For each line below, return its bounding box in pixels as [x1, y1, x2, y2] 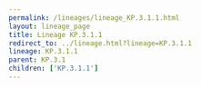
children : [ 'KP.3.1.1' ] [8, 64, 99, 73]
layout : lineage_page [8, 22, 91, 31]
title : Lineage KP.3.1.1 [8, 30, 103, 39]
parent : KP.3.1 [8, 55, 66, 64]
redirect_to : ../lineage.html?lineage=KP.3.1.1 [8, 38, 193, 48]
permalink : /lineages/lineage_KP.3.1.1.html [8, 13, 180, 23]
